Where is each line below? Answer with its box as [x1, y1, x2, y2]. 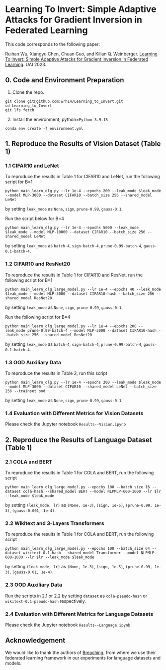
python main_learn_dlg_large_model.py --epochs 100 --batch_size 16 [5, 485, 150, 490]
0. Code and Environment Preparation [5, 76, 124, 84]
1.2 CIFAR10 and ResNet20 [5, 260, 71, 267]
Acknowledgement [5, 636, 66, 645]
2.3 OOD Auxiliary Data [5, 581, 62, 588]
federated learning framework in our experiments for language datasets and [5, 655, 161, 661]
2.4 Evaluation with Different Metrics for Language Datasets [5, 610, 154, 617]
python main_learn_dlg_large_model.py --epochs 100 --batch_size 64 [5, 546, 150, 551]
